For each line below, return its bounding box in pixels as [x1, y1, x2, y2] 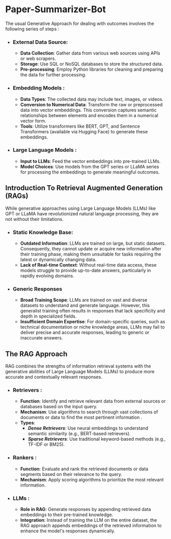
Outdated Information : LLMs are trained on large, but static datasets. [20, 240, 166, 246]
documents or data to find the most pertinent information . [20, 414, 142, 420]
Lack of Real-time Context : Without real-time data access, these [20, 262, 157, 268]
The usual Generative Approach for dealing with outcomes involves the [5, 20, 154, 26]
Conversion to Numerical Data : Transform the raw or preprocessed [20, 101, 163, 107]
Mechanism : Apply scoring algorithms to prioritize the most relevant [20, 476, 164, 483]
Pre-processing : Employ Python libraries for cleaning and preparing [20, 66, 164, 72]
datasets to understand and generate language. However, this [20, 302, 150, 308]
